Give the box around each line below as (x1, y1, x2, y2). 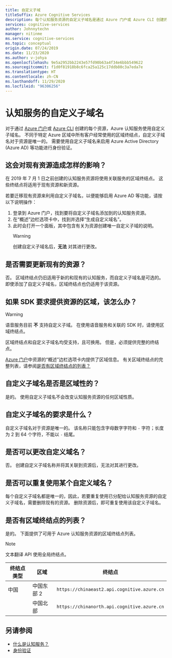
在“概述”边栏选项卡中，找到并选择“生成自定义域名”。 (12, 216, 124, 223)
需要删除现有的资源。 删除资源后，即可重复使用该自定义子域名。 (27, 500, 164, 506)
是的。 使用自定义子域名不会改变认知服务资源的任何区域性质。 (5, 394, 137, 400)
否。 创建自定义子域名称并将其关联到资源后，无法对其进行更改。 (5, 462, 141, 469)
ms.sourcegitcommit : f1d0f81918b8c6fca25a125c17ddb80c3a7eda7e (5, 65, 143, 70)
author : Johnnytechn (5, 27, 50, 32)
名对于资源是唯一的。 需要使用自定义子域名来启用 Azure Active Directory (5, 138, 159, 144)
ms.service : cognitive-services (5, 36, 74, 41)
